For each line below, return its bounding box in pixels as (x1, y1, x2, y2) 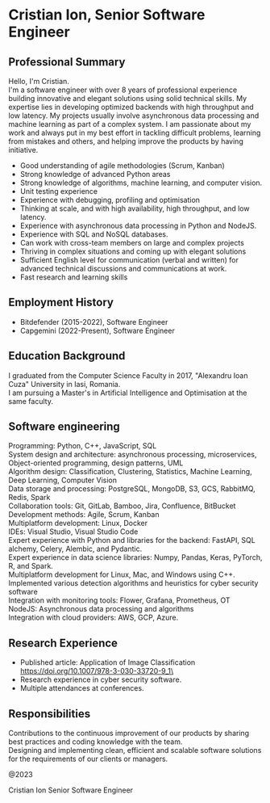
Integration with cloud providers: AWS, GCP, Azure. (8, 612, 179, 623)
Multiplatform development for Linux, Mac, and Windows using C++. (8, 570, 235, 579)
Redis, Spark (8, 493, 51, 502)
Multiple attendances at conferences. (19, 683, 144, 693)
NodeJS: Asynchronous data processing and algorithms (8, 604, 194, 614)
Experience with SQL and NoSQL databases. (19, 229, 168, 239)
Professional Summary (8, 55, 126, 69)
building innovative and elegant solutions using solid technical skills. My (8, 94, 247, 103)
